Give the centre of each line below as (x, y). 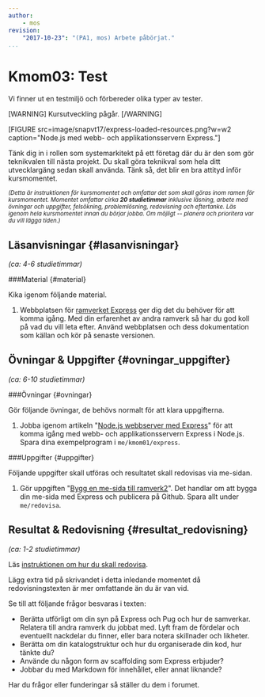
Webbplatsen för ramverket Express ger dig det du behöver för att (127, 310)
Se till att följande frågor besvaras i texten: (77, 604)
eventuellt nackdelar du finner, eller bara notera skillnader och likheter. (134, 635)
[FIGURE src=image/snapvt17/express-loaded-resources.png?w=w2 (120, 129)
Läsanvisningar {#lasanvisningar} (94, 245)
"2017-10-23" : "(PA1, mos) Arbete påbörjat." (99, 38)
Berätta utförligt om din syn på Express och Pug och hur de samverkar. (135, 619)
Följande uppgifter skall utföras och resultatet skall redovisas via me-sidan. (130, 473)
